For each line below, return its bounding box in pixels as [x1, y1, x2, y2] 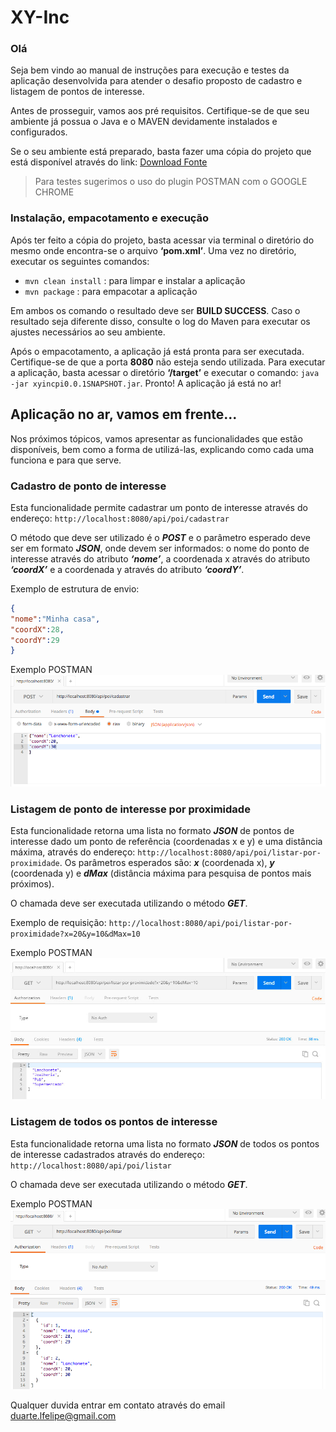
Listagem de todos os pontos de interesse [10, 1115, 218, 1129]
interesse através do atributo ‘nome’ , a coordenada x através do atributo [10, 552, 311, 565]
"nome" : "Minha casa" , [10, 614, 101, 624]
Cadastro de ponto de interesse [10, 479, 167, 493]
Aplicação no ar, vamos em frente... [10, 406, 238, 423]
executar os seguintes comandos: [10, 255, 150, 267]
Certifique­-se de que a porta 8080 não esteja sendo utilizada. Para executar [10, 356, 326, 368]
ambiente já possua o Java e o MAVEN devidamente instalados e [10, 116, 278, 128]
